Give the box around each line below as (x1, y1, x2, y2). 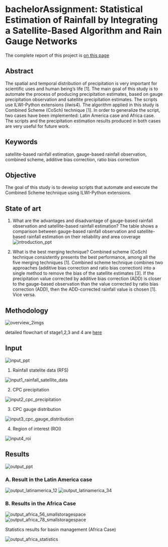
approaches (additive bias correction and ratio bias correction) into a (12, 265, 155, 271)
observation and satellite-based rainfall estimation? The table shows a (12, 223, 158, 229)
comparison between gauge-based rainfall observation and (12, 228, 136, 235)
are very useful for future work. (5, 123, 70, 129)
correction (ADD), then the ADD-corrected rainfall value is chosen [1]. (12, 286, 157, 293)
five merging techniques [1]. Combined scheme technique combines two (12, 259, 163, 265)
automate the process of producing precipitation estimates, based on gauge (5, 91, 163, 97)
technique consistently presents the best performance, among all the (12, 254, 156, 260)
